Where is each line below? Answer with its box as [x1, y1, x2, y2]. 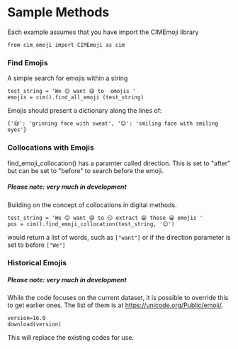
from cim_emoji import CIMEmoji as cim [7, 41, 125, 48]
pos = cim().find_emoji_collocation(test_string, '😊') [7, 221, 175, 228]
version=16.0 [7, 315, 46, 322]
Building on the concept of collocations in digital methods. [7, 200, 177, 209]
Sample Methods [7, 4, 110, 21]
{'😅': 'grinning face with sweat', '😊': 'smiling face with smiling [7, 120, 218, 128]
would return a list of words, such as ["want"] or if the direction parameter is [7, 233, 231, 241]
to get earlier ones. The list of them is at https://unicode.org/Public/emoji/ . [7, 301, 224, 309]
